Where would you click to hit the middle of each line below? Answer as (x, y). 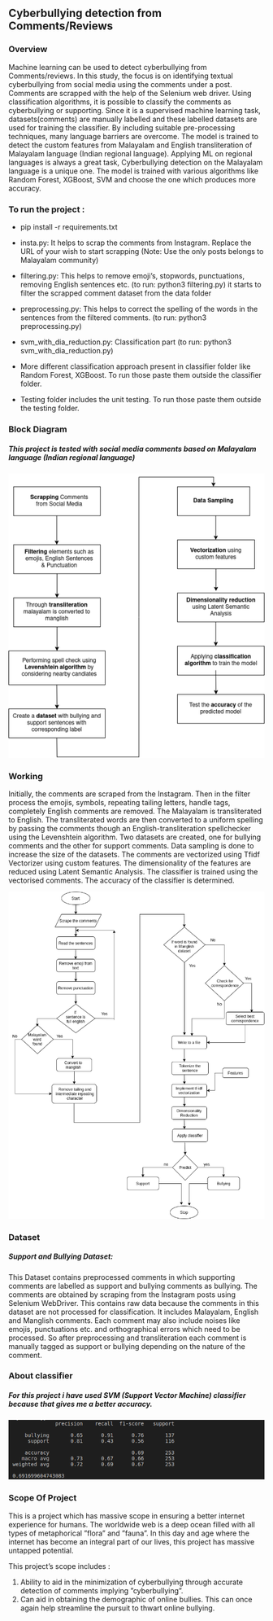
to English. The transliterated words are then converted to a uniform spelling (136, 820)
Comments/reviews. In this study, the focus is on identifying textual (121, 76)
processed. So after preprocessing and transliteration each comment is (128, 1338)
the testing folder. (50, 408)
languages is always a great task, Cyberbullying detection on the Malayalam (136, 162)
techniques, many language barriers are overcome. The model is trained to (133, 136)
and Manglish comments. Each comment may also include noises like (124, 1320)
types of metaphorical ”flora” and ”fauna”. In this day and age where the (129, 1533)
